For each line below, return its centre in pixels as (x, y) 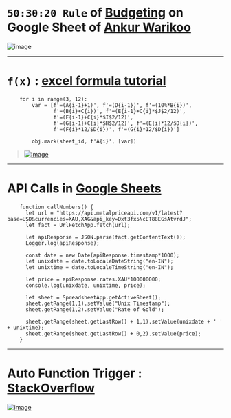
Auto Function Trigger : (75, 373)
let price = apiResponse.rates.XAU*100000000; (93, 279)
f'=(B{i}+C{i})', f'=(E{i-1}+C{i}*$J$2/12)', (120, 111)
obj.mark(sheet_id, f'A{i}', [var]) (84, 141)
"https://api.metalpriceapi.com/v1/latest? (120, 213)
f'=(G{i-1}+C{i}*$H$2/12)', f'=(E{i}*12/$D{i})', (125, 123)
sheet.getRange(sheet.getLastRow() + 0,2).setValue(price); (113, 334)
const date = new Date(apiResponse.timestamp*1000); (102, 255)
